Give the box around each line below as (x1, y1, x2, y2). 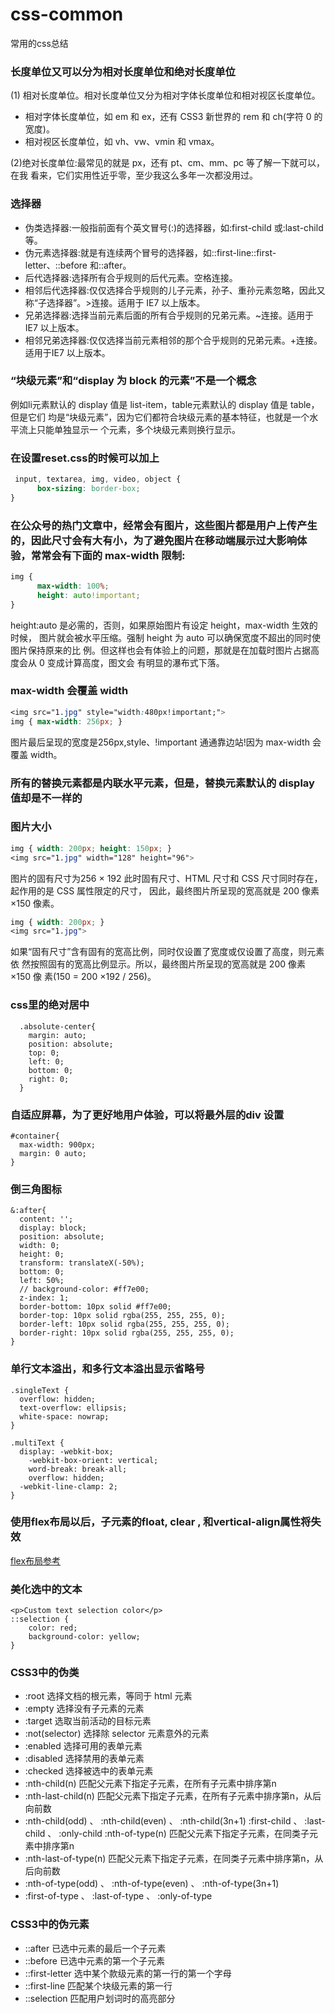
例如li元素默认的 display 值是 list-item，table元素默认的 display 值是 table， (10, 398, 320, 410)
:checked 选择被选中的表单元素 (24, 1765, 154, 1777)
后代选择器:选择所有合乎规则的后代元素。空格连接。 (24, 271, 238, 283)
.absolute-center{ (19, 1021, 97, 1032)
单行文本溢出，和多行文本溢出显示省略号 (10, 1362, 205, 1376)
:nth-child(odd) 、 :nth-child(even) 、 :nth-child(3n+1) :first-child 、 (24, 1815, 303, 1827)
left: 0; (28, 1056, 65, 1067)
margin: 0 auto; (19, 1148, 87, 1158)
